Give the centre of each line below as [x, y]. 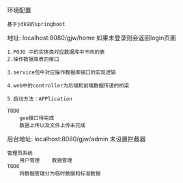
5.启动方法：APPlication [40, 99]
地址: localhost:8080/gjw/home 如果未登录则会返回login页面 [91, 38]
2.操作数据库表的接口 [33, 59]
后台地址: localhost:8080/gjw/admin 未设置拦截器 [76, 139]
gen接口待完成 [37, 118]
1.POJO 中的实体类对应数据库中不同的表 [56, 52]
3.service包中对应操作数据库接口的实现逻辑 [61, 72]
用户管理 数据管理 [46, 160]
